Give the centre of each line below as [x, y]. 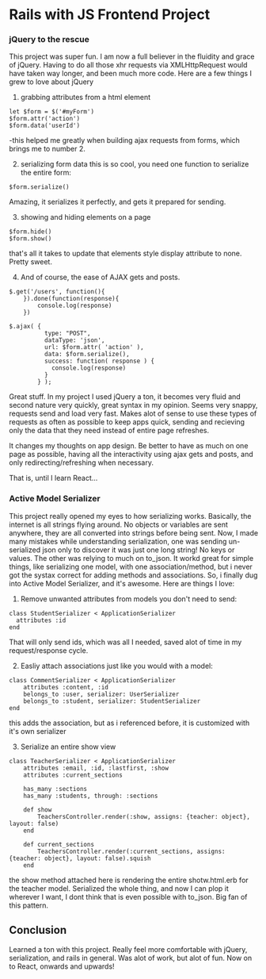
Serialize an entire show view [68, 747]
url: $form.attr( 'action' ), [94, 347]
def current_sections [59, 844]
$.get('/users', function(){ [57, 292]
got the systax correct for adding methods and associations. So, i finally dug [133, 575]
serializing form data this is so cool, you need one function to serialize [135, 164]
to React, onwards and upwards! [62, 966]
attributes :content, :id [66, 687]
